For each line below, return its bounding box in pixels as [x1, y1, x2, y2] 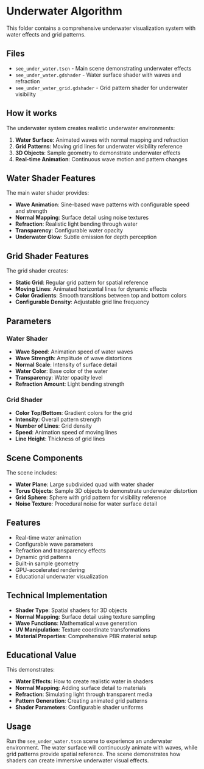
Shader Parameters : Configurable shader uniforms [15, 704, 144, 711]
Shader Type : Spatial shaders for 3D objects [15, 607, 128, 614]
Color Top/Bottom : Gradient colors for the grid [15, 409, 133, 417]
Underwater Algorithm [6, 4, 123, 18]
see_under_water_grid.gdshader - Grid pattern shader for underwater [15, 84, 188, 91]
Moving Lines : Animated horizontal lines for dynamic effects [15, 285, 167, 293]
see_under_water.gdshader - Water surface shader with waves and [15, 71, 181, 78]
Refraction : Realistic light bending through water [15, 220, 138, 228]
